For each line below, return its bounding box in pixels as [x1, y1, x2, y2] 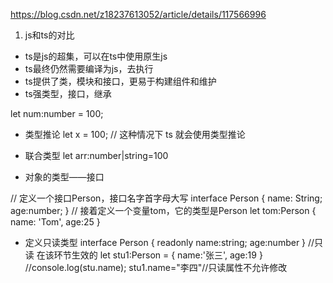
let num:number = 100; [10, 108, 104, 119]
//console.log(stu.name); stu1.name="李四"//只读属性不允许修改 [24, 262, 288, 273]
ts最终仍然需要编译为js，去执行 [24, 63, 154, 74]
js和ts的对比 [24, 29, 75, 41]
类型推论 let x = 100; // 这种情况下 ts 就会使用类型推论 [24, 129, 246, 140]
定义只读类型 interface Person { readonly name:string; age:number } [24, 237, 307, 248]
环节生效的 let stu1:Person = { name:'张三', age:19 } [53, 249, 263, 261]
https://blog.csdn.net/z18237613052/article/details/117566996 [10, 9, 267, 20]
